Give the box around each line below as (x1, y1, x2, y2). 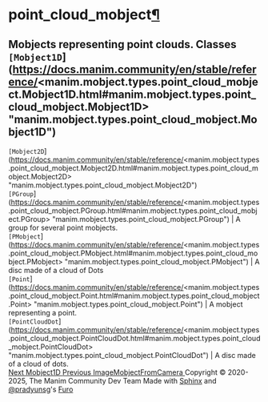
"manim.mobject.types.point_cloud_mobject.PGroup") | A (51, 215, 242, 223)
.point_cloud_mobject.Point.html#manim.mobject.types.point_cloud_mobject (8, 291, 260, 300)
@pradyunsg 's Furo (8, 384, 74, 394)
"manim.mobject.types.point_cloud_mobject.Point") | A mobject (33, 299, 243, 309)
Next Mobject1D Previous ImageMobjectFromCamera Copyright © (8, 368, 226, 377)
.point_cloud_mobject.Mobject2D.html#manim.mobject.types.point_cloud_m (8, 163, 258, 173)
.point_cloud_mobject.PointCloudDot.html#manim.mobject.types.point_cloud (8, 334, 261, 343)
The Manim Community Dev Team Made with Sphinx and (29, 376, 218, 385)
